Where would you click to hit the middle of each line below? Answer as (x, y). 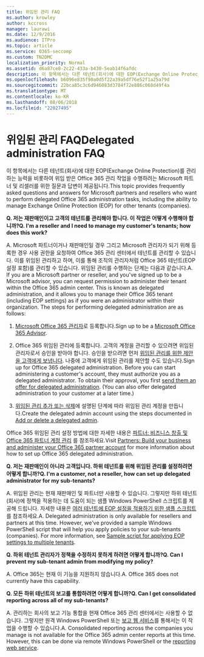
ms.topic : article (29, 46)
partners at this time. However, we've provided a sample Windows (89, 523)
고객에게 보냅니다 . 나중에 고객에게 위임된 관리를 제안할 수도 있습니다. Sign (108, 361)
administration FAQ (56, 153)
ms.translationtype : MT (36, 91)
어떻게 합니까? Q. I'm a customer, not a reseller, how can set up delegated (98, 474)
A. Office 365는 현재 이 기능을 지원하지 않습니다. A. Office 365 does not (93, 574)
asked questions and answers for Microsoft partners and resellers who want (102, 193)
